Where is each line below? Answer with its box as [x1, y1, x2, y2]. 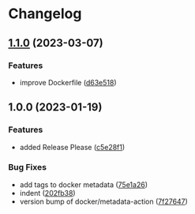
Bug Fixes [8, 162, 47, 173]
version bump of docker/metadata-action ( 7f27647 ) [19, 197, 188, 206]
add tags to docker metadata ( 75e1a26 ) [19, 179, 148, 190]
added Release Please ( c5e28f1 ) [19, 142, 126, 152]
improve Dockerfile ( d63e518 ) [19, 77, 117, 87]
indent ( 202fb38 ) [19, 188, 77, 197]
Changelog [8, 5, 82, 23]
